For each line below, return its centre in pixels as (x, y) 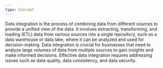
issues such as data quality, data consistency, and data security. (71, 60)
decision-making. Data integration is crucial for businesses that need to (78, 44)
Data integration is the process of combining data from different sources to (81, 24)
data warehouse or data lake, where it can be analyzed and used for (75, 39)
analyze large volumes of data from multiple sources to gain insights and (79, 50)
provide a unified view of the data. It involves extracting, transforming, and (81, 29)
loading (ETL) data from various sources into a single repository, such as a (81, 34)
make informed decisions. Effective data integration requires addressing (79, 55)
